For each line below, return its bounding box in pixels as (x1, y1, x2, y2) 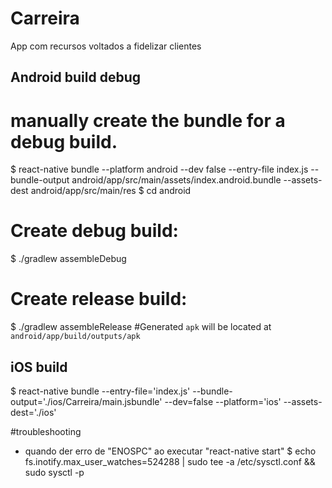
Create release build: (10, 288, 188, 311)
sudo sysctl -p (24, 466, 85, 478)
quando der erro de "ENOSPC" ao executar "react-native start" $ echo (24, 445, 317, 457)
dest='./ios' (10, 406, 57, 418)
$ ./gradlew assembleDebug (10, 253, 127, 265)
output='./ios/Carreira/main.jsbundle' (10, 395, 163, 407)
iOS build (10, 358, 68, 376)
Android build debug (10, 69, 142, 86)
